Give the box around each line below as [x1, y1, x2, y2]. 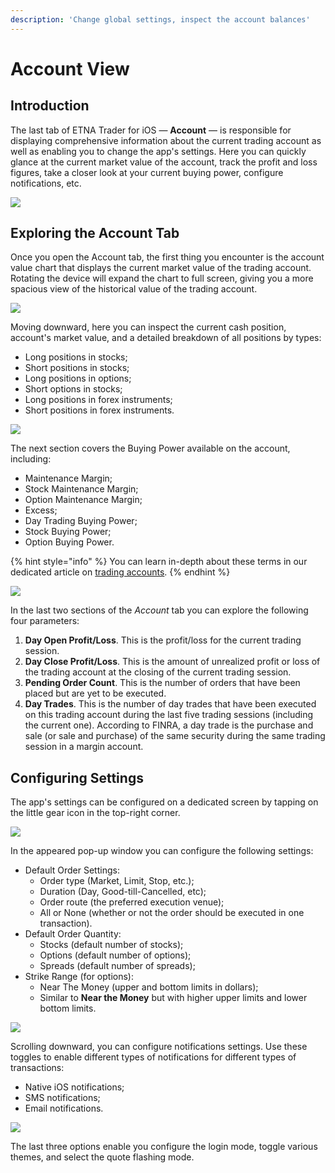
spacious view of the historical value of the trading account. [10, 283, 258, 295]
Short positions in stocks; [24, 362, 130, 374]
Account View [10, 57, 130, 80]
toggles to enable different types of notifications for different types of [10, 1051, 297, 1063]
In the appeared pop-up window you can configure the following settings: [10, 845, 314, 857]
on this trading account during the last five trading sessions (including [24, 709, 314, 721]
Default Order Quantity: [24, 928, 122, 940]
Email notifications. [24, 1102, 104, 1115]
